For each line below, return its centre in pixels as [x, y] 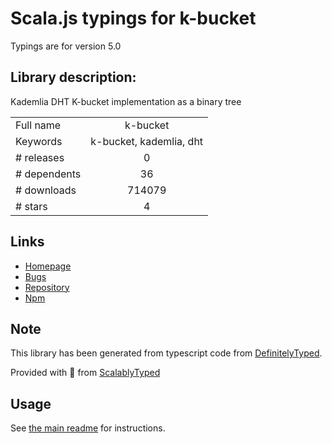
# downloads [46, 190]
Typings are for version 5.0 [66, 46]
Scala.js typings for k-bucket [133, 18]
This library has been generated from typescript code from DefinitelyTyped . [166, 353]
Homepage [48, 266]
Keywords [39, 141]
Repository [47, 287]
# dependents [48, 174]
